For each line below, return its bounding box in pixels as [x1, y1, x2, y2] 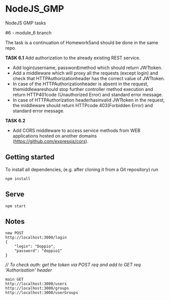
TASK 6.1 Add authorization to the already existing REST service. [5, 54, 141, 61]
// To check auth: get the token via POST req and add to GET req [5, 262, 141, 268]
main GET [5, 277, 24, 282]
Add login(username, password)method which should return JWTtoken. [12, 64, 162, 71]
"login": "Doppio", [14, 244, 56, 249]
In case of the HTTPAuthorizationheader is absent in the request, [12, 81, 149, 87]
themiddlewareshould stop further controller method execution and [12, 86, 153, 92]
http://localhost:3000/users [5, 281, 67, 287]
